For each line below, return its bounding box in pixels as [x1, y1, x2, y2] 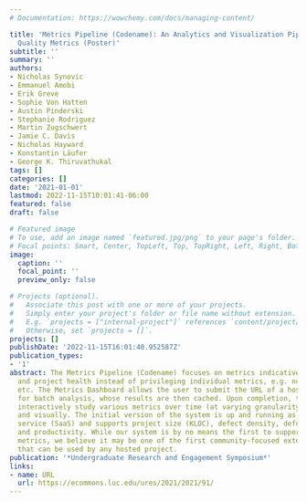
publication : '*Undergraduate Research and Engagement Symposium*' [9, 453, 272, 462]
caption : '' [17, 258, 64, 267]
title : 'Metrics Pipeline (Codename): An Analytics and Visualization [9, 29, 284, 39]
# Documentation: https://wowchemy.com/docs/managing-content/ [9, 13, 256, 23]
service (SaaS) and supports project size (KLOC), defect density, [17, 419, 281, 429]
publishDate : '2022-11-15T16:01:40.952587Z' [9, 343, 182, 352]
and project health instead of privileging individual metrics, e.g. [17, 376, 288, 386]
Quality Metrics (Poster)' [17, 38, 121, 47]
